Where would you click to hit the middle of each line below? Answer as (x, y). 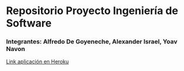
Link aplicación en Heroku (38, 62)
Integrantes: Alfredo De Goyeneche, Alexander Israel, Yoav (92, 42)
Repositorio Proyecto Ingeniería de (92, 11)
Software (29, 23)
